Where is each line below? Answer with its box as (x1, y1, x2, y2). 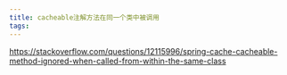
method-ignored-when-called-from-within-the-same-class (9, 55, 226, 66)
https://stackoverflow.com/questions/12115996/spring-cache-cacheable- (9, 46, 278, 56)
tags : (9, 21, 29, 30)
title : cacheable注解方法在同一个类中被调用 (9, 12, 160, 22)
